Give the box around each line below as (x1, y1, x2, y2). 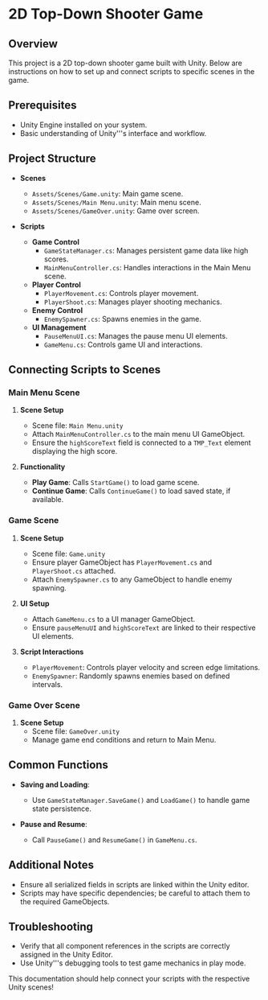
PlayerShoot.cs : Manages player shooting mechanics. (43, 297, 222, 307)
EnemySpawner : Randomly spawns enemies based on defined (31, 671, 230, 681)
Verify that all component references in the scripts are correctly (19, 941, 230, 951)
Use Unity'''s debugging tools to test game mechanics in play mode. (19, 958, 246, 968)
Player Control (31, 279, 82, 290)
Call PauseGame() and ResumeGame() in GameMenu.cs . (31, 834, 197, 845)
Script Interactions (19, 647, 84, 656)
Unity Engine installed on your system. (19, 120, 148, 130)
